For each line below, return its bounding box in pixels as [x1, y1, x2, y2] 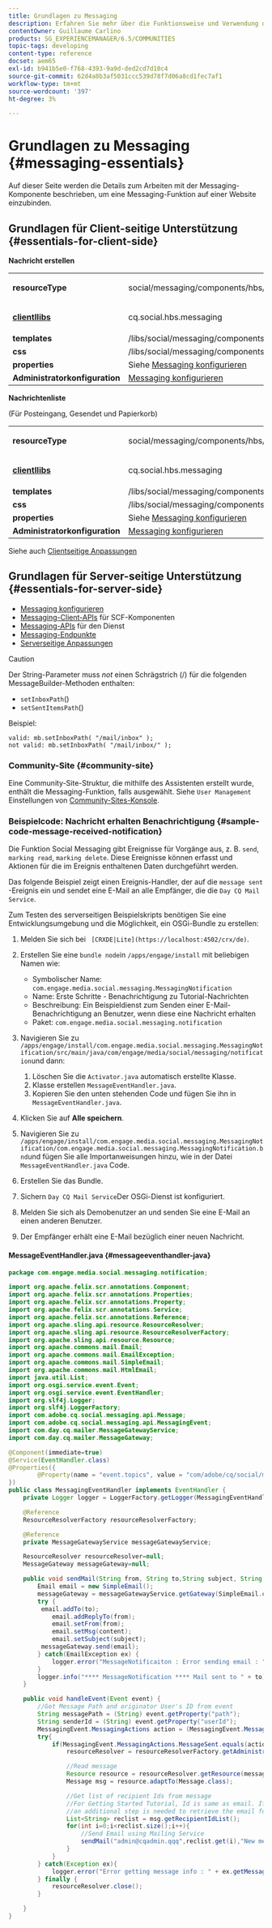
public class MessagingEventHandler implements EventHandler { [8, 1486, 227, 1494]
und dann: [31, 1056, 66, 1066]
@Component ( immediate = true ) [8, 1448, 104, 1456]
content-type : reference [8, 49, 92, 58]
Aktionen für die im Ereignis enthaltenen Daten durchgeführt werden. [8, 861, 239, 872]
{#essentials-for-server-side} [8, 582, 164, 596]
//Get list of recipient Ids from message [66, 1792, 212, 1800]
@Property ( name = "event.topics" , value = [37, 1471, 183, 1480]
